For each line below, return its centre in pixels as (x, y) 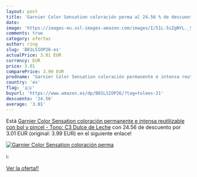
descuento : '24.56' (30, 98)
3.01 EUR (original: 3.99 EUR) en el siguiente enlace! (69, 133)
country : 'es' (23, 83)
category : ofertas (28, 39)
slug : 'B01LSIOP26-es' (34, 50)
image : (14, 28)
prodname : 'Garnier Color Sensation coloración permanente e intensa (93, 77)
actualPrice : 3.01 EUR (34, 55)
